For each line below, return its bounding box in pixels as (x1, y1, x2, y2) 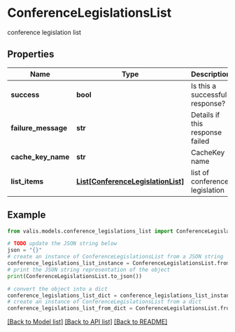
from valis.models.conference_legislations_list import (7, 228, 173, 235)
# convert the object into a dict (7, 285, 108, 292)
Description (191, 69, 231, 78)
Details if (191, 110, 220, 120)
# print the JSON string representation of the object (7, 266, 171, 273)
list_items (10, 177, 44, 186)
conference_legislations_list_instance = (7, 260, 130, 267)
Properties (7, 48, 55, 60)
